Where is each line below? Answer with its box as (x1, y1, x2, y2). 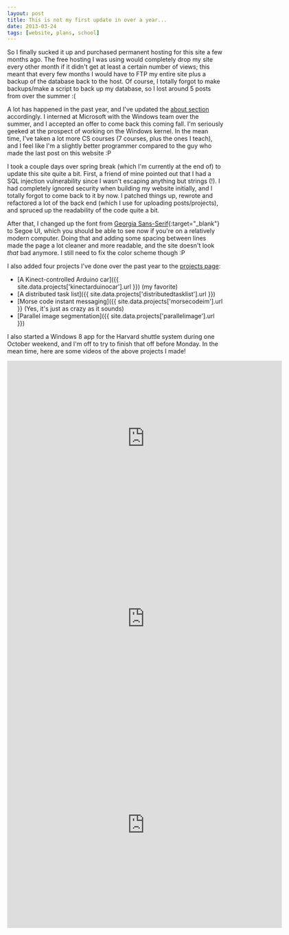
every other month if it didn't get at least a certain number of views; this (7, 63, 210, 71)
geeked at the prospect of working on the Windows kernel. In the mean (7, 127, 209, 135)
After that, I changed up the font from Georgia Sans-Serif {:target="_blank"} (7, 219, 220, 228)
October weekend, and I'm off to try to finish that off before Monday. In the (7, 340, 218, 348)
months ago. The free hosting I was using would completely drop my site (7, 56, 213, 64)
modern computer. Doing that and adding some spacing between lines (7, 234, 207, 243)
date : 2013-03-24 (7, 23, 57, 30)
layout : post (7, 10, 45, 17)
